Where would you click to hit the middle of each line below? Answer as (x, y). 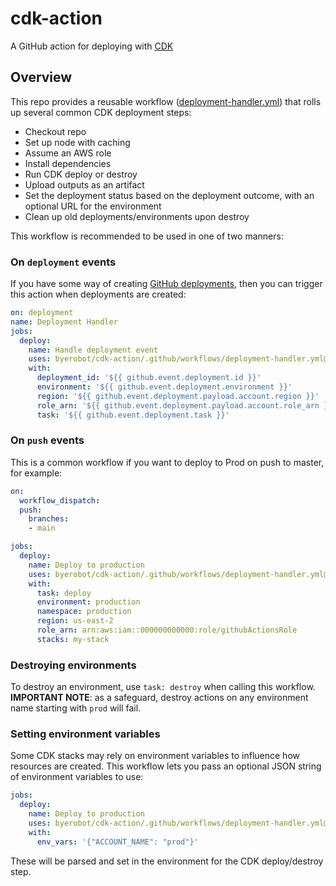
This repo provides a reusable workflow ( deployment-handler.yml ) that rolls (166, 101)
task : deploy (64, 593)
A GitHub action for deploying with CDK (92, 46)
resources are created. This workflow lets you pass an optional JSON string (166, 766)
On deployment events (63, 262)
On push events (47, 440)
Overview (41, 77)
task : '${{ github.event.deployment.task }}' (133, 415)
